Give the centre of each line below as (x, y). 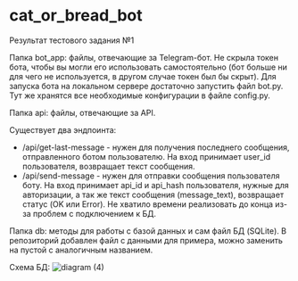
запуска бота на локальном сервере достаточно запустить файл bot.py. (146, 86)
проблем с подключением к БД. (95, 213)
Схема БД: (30, 267)
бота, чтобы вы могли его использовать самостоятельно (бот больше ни (149, 67)
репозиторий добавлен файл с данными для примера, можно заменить (146, 240)
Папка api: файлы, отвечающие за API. (83, 112)
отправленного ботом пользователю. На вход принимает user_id (146, 156)
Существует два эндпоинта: (63, 129)
